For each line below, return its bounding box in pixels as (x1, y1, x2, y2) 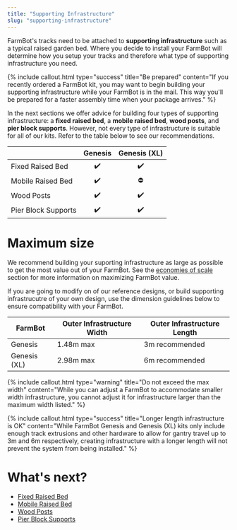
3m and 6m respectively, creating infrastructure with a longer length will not (7, 437, 228, 445)
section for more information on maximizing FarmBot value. (7, 273, 180, 282)
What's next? (7, 469, 87, 485)
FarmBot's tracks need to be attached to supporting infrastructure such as (7, 36, 227, 45)
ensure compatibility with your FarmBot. (7, 302, 123, 311)
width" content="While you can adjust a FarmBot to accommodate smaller (7, 386, 224, 394)
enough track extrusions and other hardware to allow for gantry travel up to (7, 429, 226, 438)
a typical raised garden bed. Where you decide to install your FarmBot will (7, 44, 222, 52)
